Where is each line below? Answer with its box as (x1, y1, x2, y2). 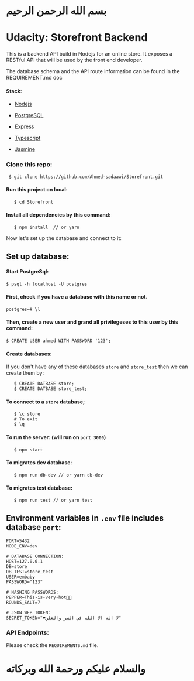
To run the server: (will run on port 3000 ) (6, 434, 106, 441)
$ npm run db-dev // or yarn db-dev (13, 472, 103, 478)
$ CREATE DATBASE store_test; (13, 386, 88, 392)
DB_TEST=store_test (6, 569, 54, 574)
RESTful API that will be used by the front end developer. (6, 57, 143, 64)
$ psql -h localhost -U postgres (6, 281, 88, 287)
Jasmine (14, 146, 36, 153)
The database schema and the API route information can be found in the (6, 68, 180, 75)
